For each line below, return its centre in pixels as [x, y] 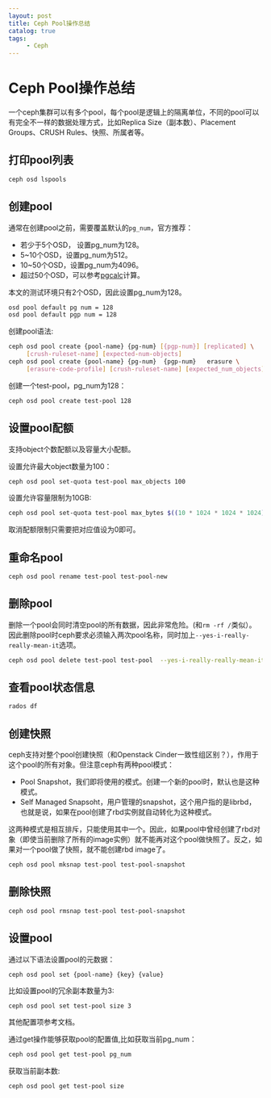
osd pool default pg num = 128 [61, 308]
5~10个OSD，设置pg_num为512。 [76, 254]
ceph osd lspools [38, 179]
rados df [23, 706]
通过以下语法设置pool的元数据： [62, 959]
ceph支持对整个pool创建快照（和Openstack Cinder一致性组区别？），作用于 [133, 755]
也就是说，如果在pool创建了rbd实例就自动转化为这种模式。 [118, 812]
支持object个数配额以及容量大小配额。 [72, 449]
